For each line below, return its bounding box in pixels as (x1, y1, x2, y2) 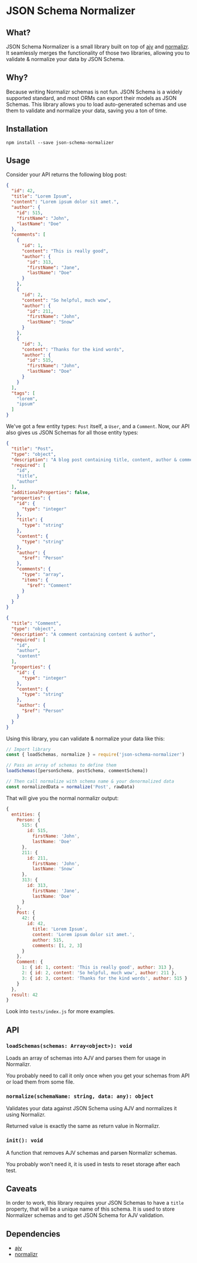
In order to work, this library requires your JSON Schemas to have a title (6, 1199, 184, 1207)
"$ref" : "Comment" (27, 582, 72, 589)
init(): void (6, 1137, 43, 1144)
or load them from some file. (6, 1078, 75, 1085)
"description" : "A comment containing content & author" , (11, 631, 157, 637)
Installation (6, 124, 48, 134)
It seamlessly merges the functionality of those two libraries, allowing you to (6, 49, 190, 56)
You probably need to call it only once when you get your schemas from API (6, 1072, 190, 1079)
